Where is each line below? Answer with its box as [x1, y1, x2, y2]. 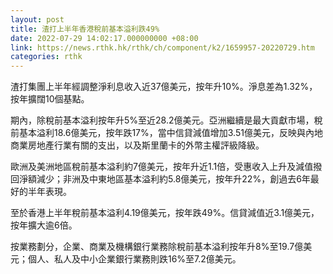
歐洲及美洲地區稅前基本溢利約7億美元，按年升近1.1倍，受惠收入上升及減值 [10, 161, 314, 173]
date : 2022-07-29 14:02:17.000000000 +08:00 [10, 33, 199, 43]
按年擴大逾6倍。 [10, 219, 78, 231]
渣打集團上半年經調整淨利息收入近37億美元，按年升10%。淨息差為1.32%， [10, 81, 318, 93]
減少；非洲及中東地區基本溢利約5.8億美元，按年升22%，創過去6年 [36, 173, 311, 185]
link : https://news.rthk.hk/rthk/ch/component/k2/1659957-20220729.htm [10, 42, 315, 53]
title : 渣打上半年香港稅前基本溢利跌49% [10, 24, 160, 34]
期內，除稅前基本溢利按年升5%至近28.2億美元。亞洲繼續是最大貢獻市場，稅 [10, 114, 323, 126]
